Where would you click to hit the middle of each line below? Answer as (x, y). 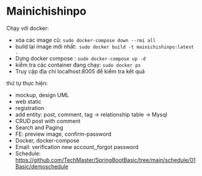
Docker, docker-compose (47, 140)
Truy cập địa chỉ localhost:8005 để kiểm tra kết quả (80, 71)
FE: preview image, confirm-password (63, 134)
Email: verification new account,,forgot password (77, 147)
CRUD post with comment (48, 121)
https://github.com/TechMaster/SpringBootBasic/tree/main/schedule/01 (105, 159)
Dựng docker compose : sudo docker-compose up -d (81, 58)
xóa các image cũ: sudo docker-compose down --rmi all (85, 40)
